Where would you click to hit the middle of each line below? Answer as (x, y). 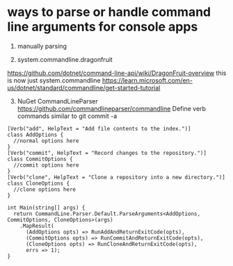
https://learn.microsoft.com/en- (147, 80)
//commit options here (46, 165)
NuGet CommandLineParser (58, 101)
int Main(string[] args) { (46, 208)
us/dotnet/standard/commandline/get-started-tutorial (84, 88)
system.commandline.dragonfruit (65, 59)
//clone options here (45, 189)
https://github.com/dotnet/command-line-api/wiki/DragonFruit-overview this (117, 73)
